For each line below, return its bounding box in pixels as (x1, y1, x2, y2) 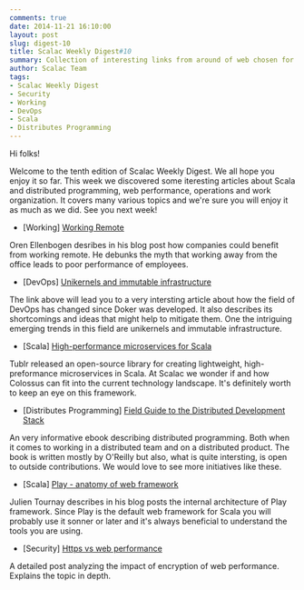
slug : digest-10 (9, 38, 71, 48)
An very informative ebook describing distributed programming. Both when (9, 433, 290, 443)
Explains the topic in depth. (9, 570, 112, 581)
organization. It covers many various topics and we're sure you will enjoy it (9, 195, 289, 205)
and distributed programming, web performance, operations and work (9, 185, 271, 195)
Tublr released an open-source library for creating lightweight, (9, 358, 243, 369)
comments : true (9, 13, 67, 23)
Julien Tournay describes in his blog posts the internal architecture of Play (9, 496, 288, 507)
